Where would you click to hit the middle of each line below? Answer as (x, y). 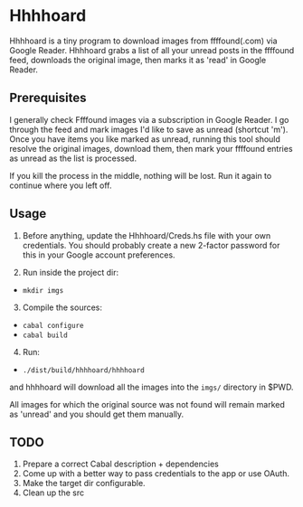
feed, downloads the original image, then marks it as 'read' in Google (138, 60)
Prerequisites (48, 98)
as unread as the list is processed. (73, 158)
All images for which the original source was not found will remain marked (147, 404)
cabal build (45, 335)
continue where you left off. (61, 185)
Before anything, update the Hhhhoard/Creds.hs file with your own (147, 235)
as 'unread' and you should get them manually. (97, 414)
